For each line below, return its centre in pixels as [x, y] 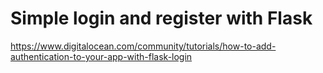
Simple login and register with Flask [161, 18]
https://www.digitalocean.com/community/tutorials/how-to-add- [143, 46]
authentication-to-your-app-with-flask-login [101, 56]
